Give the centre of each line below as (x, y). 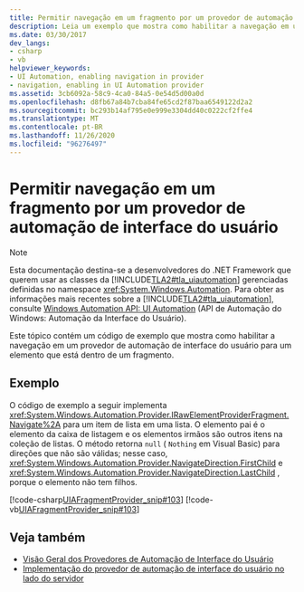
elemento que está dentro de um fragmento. (92, 355)
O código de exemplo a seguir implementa (88, 405)
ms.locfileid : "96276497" (58, 144)
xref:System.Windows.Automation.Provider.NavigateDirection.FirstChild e (146, 463)
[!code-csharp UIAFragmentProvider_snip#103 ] (96, 500)
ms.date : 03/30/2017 (48, 34)
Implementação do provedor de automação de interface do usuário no (153, 569)
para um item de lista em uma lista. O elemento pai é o (164, 424)
